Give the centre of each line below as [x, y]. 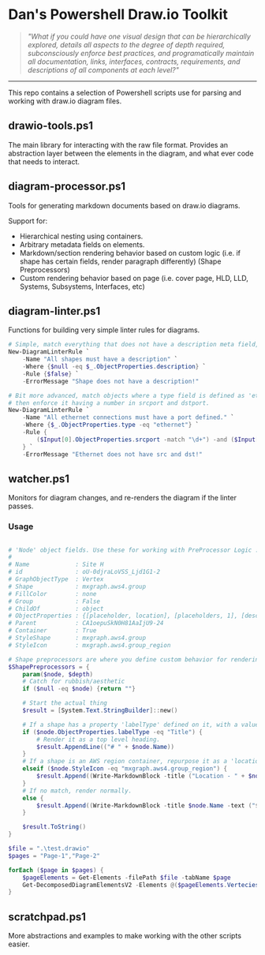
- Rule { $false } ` [51, 374]
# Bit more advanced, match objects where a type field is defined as [127, 395]
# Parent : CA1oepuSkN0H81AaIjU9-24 [86, 624]
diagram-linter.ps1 [54, 311]
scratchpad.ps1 [47, 917]
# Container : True [52, 631]
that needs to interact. [44, 161]
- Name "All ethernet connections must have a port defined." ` [129, 418]
